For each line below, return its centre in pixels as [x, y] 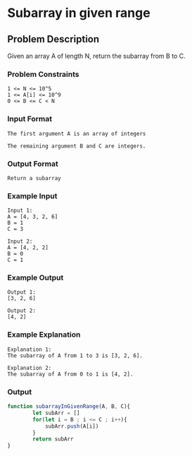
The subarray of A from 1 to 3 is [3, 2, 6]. [75, 355]
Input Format [30, 119]
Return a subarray [34, 178]
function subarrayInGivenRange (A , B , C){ [69, 407]
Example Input [32, 196]
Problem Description [53, 39]
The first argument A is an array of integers [77, 133]
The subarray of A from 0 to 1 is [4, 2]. [70, 374]
